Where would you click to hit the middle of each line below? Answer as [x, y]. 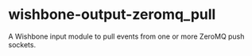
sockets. [22, 44]
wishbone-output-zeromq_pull [112, 15]
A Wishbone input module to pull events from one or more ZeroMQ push [126, 36]
